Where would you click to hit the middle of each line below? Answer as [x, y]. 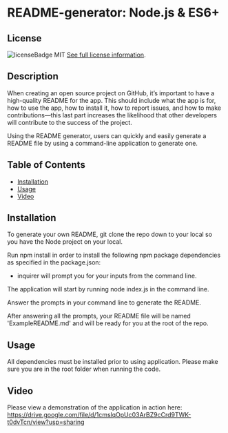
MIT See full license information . [100, 55]
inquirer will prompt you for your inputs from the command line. [107, 276]
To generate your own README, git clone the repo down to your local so [110, 234]
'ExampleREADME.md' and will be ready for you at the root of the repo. [108, 323]
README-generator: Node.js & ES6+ [114, 13]
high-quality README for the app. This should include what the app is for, [112, 100]
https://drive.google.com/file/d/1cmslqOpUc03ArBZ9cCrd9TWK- [99, 415]
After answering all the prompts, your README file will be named [99, 316]
